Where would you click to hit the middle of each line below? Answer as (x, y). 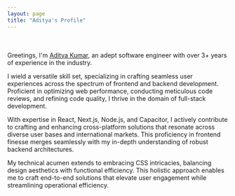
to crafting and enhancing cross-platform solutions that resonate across (111, 127)
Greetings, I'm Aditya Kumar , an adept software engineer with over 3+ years (117, 55)
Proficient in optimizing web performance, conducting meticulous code (110, 91)
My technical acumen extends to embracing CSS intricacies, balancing (109, 162)
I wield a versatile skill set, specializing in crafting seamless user (100, 76)
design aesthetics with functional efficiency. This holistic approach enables (116, 170)
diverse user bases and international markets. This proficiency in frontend (114, 134)
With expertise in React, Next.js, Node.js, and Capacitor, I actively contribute (117, 119)
